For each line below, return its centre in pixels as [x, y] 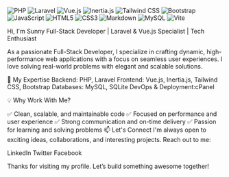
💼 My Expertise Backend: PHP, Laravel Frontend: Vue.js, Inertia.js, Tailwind [112, 80]
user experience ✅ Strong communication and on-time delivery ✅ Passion [112, 121]
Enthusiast [22, 38]
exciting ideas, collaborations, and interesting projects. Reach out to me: [109, 140]
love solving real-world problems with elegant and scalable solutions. [105, 66]
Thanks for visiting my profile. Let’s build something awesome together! [108, 166]
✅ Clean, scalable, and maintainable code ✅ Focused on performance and [112, 114]
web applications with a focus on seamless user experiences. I [134, 59]
